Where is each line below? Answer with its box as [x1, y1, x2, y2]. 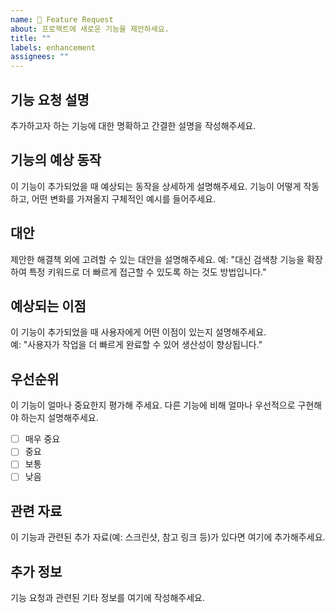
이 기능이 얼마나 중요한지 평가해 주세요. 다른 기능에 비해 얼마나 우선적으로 [10, 399, 296, 411]
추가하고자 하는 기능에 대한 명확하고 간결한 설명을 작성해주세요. [10, 119, 257, 131]
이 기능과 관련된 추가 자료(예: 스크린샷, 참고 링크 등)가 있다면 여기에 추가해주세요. [10, 531, 326, 543]
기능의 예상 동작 [10, 152, 102, 169]
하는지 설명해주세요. [20, 412, 99, 424]
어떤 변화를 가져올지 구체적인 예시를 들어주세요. [31, 192, 216, 205]
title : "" [10, 33, 52, 43]
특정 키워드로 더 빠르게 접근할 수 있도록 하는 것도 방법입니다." [28, 266, 267, 278]
